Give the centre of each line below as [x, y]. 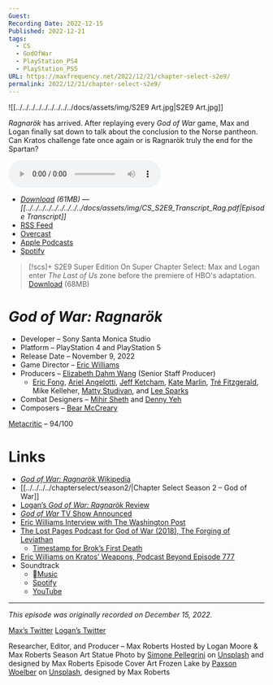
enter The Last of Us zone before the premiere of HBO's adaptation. [142, 275]
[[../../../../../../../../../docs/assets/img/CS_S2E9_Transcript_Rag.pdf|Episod [142, 207]
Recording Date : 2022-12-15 [56, 24]
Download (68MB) [59, 284]
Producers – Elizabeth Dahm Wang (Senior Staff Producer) [118, 374]
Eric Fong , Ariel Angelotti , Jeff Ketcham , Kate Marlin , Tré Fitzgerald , [145, 382]
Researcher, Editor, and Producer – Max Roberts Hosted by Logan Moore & [133, 646]
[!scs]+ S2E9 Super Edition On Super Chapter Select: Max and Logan [144, 267]
